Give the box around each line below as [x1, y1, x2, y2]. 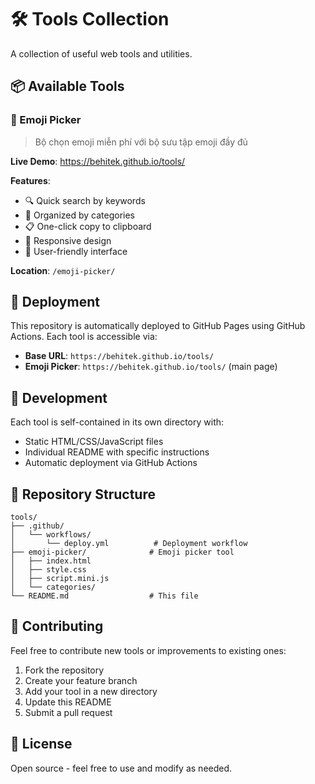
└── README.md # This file [10, 591, 199, 601]
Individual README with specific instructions [24, 446, 210, 458]
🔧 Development [10, 389, 108, 406]
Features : [10, 174, 51, 186]
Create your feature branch [24, 674, 138, 686]
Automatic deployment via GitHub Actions [24, 457, 198, 469]
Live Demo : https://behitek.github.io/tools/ [10, 155, 186, 167]
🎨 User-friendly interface [24, 245, 128, 257]
